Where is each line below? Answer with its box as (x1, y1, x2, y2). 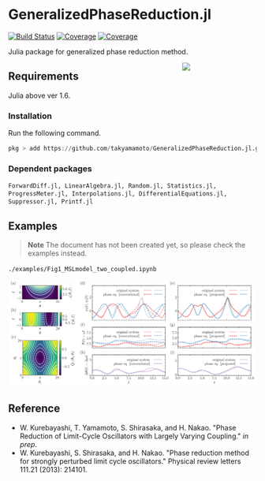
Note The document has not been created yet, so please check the (27, 240, 246, 250)
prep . (19, 439, 38, 449)
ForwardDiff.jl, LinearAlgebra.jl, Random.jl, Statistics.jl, (8, 182, 217, 190)
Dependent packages (8, 163, 92, 174)
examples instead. (27, 248, 88, 258)
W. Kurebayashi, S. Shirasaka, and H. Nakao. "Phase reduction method (19, 448, 250, 457)
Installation (8, 110, 53, 121)
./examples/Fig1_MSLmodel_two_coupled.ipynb (8, 266, 157, 274)
